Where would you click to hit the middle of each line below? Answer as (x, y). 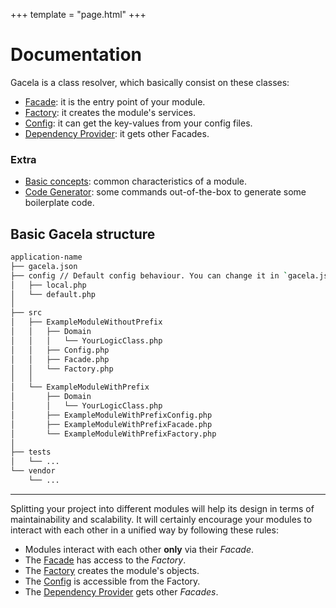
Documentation (76, 55)
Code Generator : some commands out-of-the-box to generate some (165, 192)
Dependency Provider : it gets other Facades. (117, 133)
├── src (26, 313)
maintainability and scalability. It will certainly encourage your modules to (161, 519)
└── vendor (33, 471)
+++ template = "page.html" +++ (78, 14)
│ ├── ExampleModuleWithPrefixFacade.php (111, 424)
